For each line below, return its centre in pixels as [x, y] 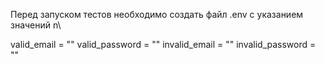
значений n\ [36, 25]
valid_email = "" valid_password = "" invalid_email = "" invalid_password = [163, 44]
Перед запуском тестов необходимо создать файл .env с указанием [157, 14]
